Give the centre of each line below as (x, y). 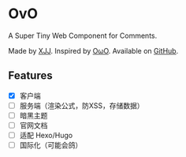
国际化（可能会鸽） (51, 145)
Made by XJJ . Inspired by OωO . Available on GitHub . (93, 50)
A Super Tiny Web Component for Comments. (83, 36)
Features (30, 76)
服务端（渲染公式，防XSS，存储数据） (82, 105)
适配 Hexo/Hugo (46, 135)
